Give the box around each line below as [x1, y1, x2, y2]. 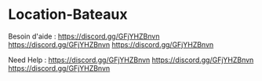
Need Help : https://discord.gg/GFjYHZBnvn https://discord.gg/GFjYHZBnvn [8, 55, 254, 64]
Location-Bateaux [8, 6, 128, 24]
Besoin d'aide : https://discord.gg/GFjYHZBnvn [8, 31, 160, 41]
